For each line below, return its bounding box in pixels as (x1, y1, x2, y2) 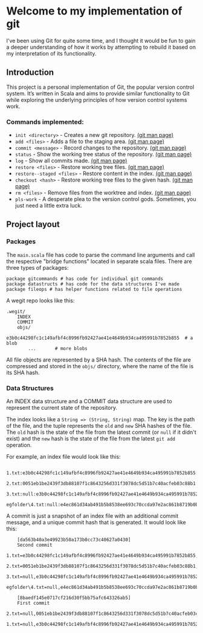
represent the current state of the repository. (6, 404, 118, 412)
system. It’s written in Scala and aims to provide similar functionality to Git (6, 89, 190, 97)
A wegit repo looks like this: (6, 297, 75, 304)
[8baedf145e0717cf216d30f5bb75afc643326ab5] (17, 595, 131, 601)
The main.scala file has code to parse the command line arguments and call (6, 251, 195, 258)
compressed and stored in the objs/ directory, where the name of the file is (6, 362, 194, 369)
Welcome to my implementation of (6, 4, 182, 18)
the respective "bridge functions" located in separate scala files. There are (6, 258, 192, 265)
